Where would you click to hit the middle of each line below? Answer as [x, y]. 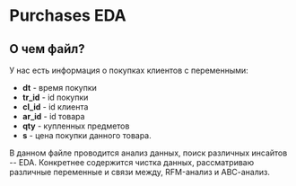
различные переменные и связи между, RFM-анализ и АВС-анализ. [140, 172]
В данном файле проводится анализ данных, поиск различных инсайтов [148, 153]
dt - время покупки [59, 88]
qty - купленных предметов [76, 126]
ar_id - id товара [53, 116]
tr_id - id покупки [55, 97]
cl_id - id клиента [55, 107]
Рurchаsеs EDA [68, 16]
